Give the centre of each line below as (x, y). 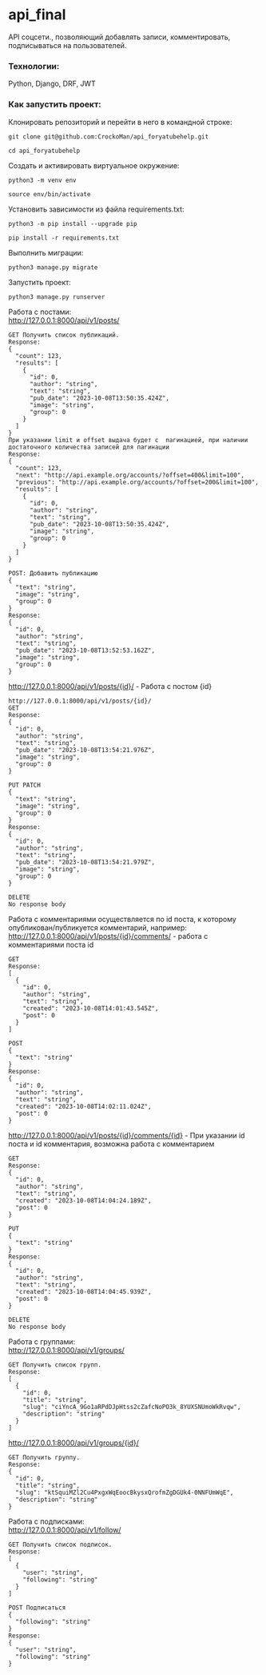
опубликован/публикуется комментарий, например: (98, 928)
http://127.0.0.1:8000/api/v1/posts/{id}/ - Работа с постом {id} (110, 686)
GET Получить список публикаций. (64, 335)
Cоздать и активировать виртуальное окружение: (94, 165)
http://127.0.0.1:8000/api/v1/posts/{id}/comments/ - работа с (108, 936)
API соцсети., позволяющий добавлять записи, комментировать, (119, 37)
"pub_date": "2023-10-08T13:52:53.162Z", (85, 650)
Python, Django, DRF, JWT (52, 84)
